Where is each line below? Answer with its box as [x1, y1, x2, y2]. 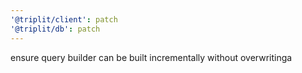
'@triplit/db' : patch [10, 24, 101, 34]
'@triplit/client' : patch [10, 14, 118, 25]
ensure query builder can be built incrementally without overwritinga [10, 51, 293, 63]
